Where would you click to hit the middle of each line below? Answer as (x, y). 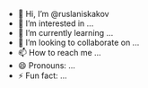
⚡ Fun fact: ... (42, 75)
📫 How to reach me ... (59, 53)
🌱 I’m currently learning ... (65, 33)
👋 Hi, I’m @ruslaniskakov (63, 14)
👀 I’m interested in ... (56, 23)
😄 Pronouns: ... (47, 66)
